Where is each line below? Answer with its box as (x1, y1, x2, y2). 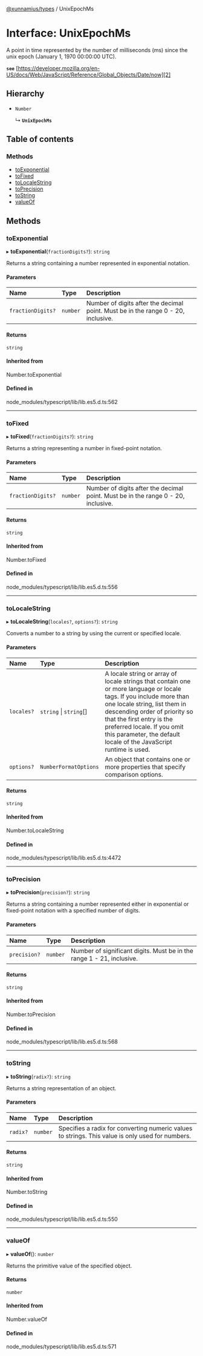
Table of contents (6, 134, 74, 144)
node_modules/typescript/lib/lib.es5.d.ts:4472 (6, 854, 121, 862)
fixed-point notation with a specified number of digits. (6, 907, 141, 914)
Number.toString (6, 1189, 48, 1196)
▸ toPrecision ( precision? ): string (6, 889, 91, 896)
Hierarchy (6, 89, 45, 99)
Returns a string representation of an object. (6, 1084, 117, 1091)
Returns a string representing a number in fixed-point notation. (6, 445, 163, 452)
